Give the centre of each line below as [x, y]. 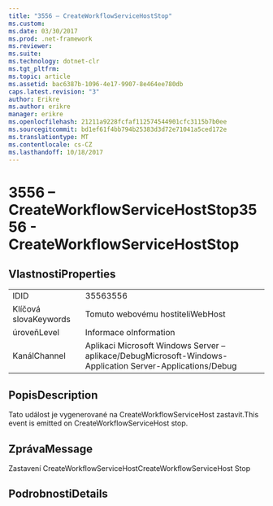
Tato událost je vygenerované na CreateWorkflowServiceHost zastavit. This [134, 415]
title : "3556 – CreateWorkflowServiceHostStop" [91, 16]
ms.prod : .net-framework [50, 39]
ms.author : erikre [39, 107]
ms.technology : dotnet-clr [54, 62]
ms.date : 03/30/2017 [43, 31]
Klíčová [26, 309]
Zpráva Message [51, 449]
